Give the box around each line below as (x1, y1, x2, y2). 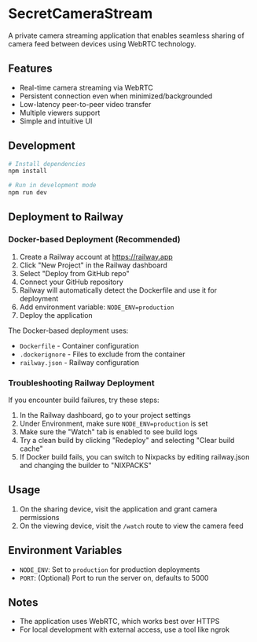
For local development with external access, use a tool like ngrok (19, 625, 230, 634)
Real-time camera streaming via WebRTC (19, 83, 153, 92)
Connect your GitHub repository (19, 277, 123, 286)
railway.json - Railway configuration (19, 357, 140, 367)
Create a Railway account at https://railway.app (19, 252, 173, 261)
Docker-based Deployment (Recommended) (8, 234, 181, 245)
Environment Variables (8, 544, 123, 557)
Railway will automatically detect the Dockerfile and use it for (19, 285, 218, 295)
